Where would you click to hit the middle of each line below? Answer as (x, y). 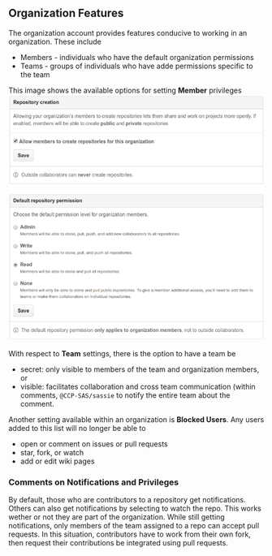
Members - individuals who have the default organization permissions (137, 57)
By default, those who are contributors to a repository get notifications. (127, 499)
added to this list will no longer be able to (77, 428)
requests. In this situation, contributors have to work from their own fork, (130, 534)
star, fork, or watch (52, 452)
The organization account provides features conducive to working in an (128, 32)
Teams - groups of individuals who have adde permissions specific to (136, 66)
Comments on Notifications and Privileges (94, 482)
